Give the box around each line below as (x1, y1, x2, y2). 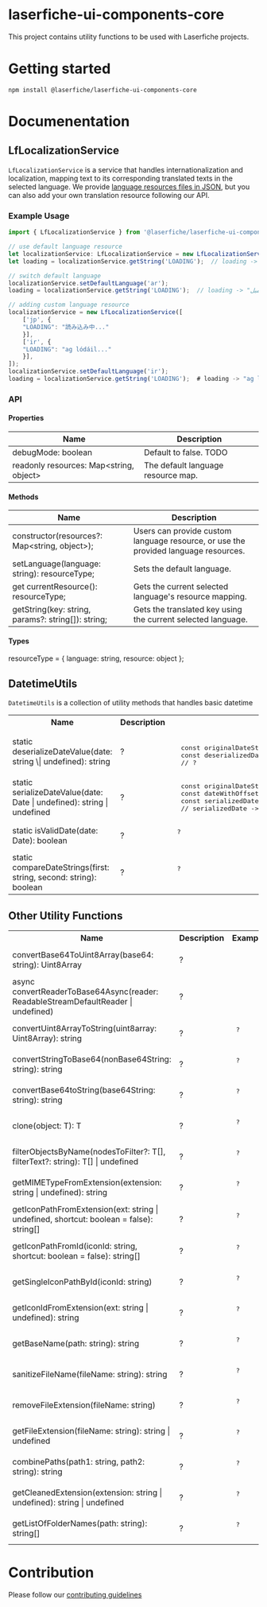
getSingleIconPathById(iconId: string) (12, 1276, 153, 1287)
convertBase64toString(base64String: (12, 1085, 156, 1096)
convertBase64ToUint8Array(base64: (12, 949, 154, 961)
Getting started (8, 60, 111, 78)
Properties (8, 413, 44, 423)
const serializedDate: (180, 797, 263, 805)
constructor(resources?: (12, 530, 103, 541)
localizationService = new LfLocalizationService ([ (8, 309, 183, 316)
